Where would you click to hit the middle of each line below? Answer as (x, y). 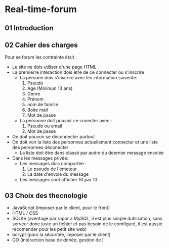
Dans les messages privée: (40, 158)
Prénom (35, 99)
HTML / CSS (25, 213)
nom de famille (43, 105)
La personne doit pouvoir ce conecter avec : (66, 121)
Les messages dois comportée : (53, 164)
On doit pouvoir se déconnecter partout (53, 137)
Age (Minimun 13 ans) (50, 88)
